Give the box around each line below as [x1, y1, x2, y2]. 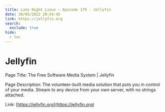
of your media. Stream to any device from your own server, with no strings [5, 86, 156, 92]
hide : [5, 30, 16, 35]
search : [5, 21, 21, 26]
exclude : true [9, 26, 38, 30]
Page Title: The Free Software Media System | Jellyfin [5, 72, 115, 78]
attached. [5, 92, 25, 98]
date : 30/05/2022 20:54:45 [5, 12, 61, 17]
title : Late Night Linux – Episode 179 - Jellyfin [5, 7, 111, 12]
